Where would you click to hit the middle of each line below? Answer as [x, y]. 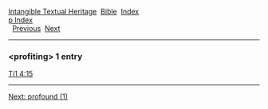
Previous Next [36, 28]
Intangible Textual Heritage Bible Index [74, 12]
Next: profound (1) [38, 97]
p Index [21, 20]
